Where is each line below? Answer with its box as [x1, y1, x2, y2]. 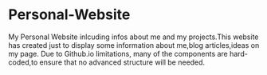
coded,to [8, 57, 38, 67]
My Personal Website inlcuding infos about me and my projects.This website [8, 32, 259, 41]
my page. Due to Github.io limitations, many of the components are [8, 49, 229, 58]
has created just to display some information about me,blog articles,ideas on [8, 40, 260, 49]
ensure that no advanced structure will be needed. [39, 57, 206, 67]
